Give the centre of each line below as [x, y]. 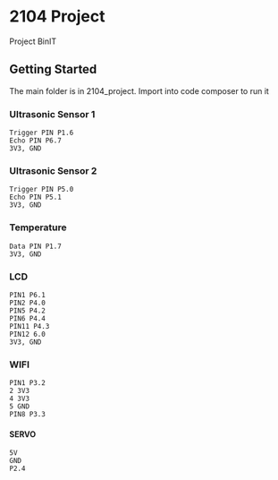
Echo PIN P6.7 [36, 141]
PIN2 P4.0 [28, 303]
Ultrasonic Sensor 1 [52, 114]
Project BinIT [33, 41]
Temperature [38, 227]
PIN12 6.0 [28, 334]
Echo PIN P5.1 [36, 197]
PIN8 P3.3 [28, 415]
